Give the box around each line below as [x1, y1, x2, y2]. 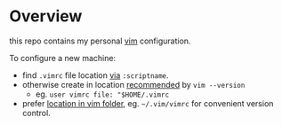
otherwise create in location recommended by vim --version [21, 79, 246, 90]
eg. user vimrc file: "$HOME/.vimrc [35, 89, 170, 99]
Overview [9, 6, 83, 27]
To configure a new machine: [9, 52, 117, 63]
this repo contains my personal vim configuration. [9, 35, 191, 46]
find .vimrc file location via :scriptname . [21, 69, 169, 81]
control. [21, 107, 51, 118]
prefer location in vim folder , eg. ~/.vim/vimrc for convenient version [21, 98, 274, 108]
